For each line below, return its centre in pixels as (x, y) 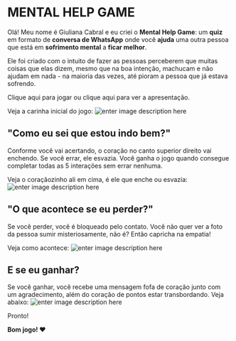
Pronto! (18, 316)
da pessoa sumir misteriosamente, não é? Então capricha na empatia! (109, 234)
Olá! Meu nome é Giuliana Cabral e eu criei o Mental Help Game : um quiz (115, 32)
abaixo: (18, 302)
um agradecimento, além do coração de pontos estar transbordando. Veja (116, 295)
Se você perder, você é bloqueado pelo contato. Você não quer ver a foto (115, 226)
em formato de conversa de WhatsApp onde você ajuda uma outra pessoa (118, 39)
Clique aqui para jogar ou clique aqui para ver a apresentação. (99, 97)
